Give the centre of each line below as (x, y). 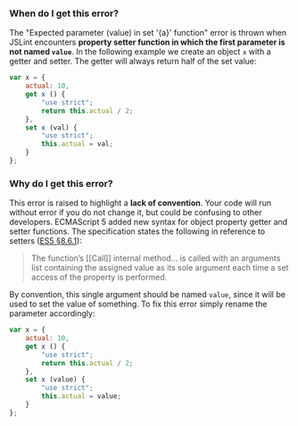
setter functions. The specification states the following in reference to (137, 231)
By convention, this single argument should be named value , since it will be (147, 295)
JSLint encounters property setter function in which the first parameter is (147, 42)
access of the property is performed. (99, 277)
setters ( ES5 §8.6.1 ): (46, 241)
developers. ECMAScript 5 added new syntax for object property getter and (149, 222)
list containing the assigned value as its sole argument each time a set (160, 268)
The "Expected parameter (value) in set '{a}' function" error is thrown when (148, 33)
